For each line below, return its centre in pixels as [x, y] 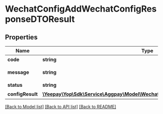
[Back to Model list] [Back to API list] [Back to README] [61, 107]
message [18, 72]
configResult [23, 94]
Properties [21, 37]
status [15, 85]
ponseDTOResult [40, 19]
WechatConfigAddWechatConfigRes [81, 9]
